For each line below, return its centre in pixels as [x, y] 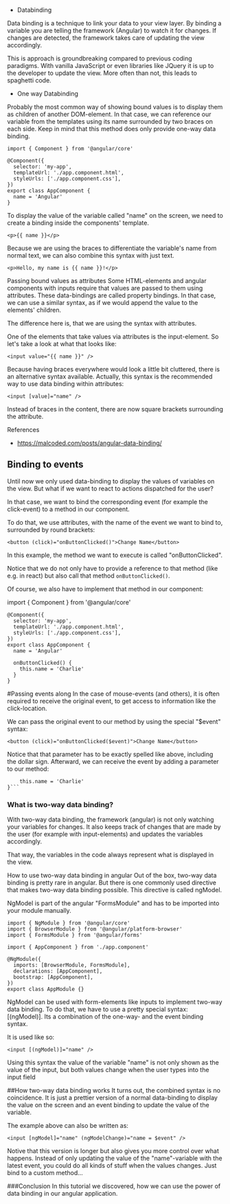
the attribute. [25, 416]
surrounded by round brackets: [51, 530]
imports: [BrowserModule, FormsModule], [72, 965]
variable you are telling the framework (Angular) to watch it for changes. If [112, 31]
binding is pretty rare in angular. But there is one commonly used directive [112, 883]
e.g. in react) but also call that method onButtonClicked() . [89, 576]
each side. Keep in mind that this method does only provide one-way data [112, 129]
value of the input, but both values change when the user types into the [108, 1070]
